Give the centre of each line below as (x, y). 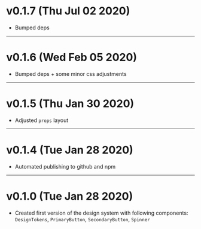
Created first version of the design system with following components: (101, 213)
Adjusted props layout (42, 120)
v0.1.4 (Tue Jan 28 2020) (70, 150)
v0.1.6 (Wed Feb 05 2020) (72, 57)
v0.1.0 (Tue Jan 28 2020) (70, 196)
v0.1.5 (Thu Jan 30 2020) (70, 104)
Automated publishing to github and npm (65, 166)
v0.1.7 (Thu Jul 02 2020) (68, 11)
